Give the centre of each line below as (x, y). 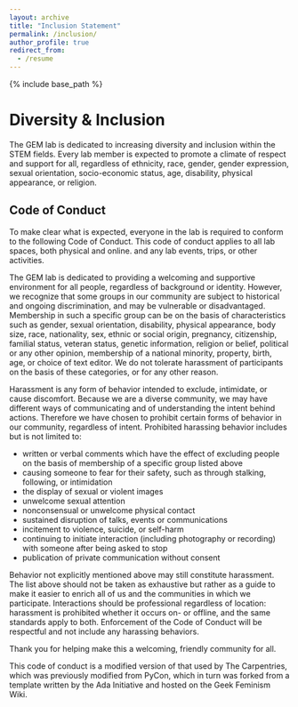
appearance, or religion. (53, 182)
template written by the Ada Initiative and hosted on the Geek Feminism (140, 685)
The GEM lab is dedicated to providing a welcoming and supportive (133, 277)
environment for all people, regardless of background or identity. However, (146, 286)
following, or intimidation (67, 482)
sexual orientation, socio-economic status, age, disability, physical (131, 173)
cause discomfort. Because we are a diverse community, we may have (139, 398)
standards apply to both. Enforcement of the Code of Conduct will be (136, 622)
